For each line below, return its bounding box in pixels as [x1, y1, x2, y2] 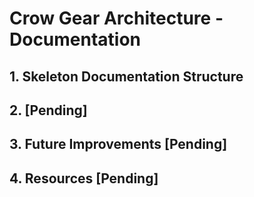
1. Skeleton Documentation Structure [9, 68, 244, 85]
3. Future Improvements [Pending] [9, 136, 228, 153]
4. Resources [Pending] [9, 170, 159, 187]
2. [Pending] [9, 102, 88, 119]
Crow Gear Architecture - [9, 7, 224, 30]
